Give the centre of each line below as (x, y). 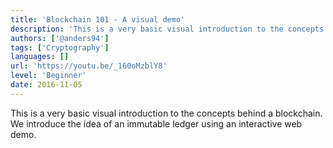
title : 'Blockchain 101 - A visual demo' (98, 19)
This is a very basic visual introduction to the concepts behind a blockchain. (166, 113)
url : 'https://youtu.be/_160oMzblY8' (89, 66)
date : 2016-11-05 (46, 85)
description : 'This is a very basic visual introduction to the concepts (167, 29)
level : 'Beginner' (48, 76)
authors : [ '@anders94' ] (60, 38)
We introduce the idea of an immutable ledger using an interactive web (156, 123)
